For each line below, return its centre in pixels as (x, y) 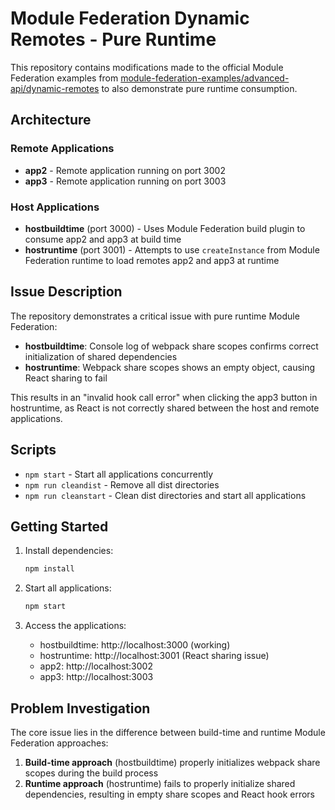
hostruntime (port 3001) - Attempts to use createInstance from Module (172, 249)
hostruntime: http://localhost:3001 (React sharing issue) (154, 656)
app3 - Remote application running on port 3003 (125, 181)
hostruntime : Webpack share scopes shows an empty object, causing (170, 367)
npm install (49, 569)
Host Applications (55, 207)
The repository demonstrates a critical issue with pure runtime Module (155, 316)
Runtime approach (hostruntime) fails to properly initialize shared (160, 783)
